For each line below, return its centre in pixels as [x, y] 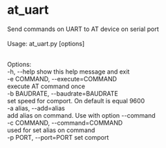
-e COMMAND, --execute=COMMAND [62, 78]
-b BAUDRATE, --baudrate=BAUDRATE [63, 93]
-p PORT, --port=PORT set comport [58, 137]
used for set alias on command [51, 130]
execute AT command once [46, 86]
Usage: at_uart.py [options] [46, 43]
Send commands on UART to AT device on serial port [83, 29]
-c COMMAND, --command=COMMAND [65, 123]
